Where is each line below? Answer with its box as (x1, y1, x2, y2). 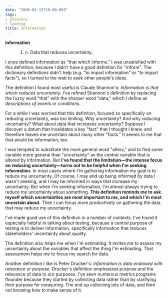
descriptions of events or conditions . (5, 100, 81, 106)
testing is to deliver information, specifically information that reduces (5, 225, 147, 231)
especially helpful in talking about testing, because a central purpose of (5, 220, 153, 226)
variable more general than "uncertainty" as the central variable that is (5, 152, 150, 158)
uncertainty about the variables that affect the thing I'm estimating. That (5, 245, 153, 251)
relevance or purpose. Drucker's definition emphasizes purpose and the (5, 266, 154, 272)
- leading (5, 21, 26, 26)
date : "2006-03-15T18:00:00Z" (5, 7, 68, 12)
